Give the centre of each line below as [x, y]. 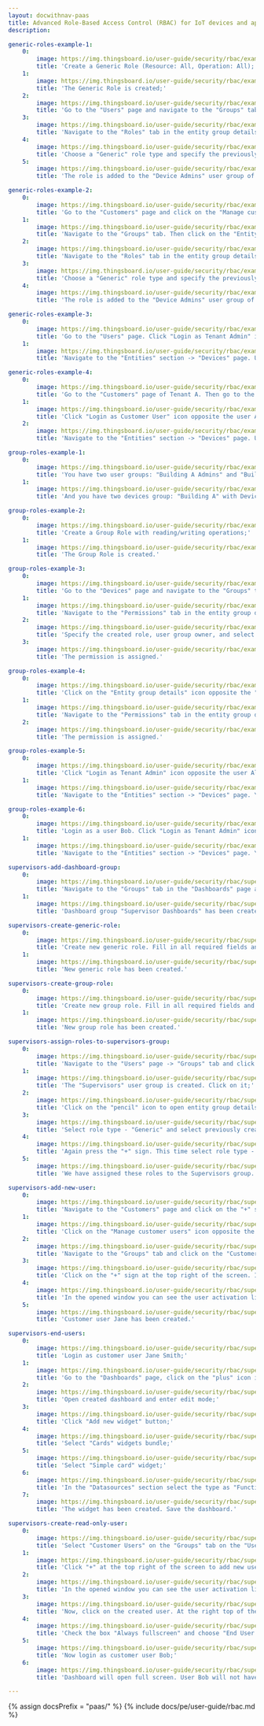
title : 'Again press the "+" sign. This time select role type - [146, 1152]
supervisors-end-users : [47, 1334]
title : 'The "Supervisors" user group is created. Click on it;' [146, 1086]
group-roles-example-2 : [47, 511]
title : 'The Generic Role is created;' [102, 88]
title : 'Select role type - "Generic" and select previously [139, 1130]
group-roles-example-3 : [47, 569]
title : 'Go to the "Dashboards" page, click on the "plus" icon [144, 1378]
